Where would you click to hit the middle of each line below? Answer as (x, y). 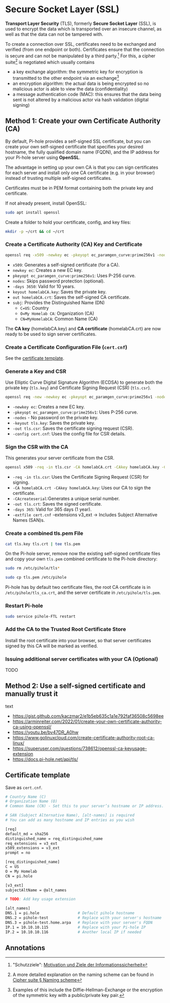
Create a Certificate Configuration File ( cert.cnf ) (66, 347)
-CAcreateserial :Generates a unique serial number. (66, 498)
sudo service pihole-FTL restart (40, 616)
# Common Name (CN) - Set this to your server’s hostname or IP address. (85, 806)
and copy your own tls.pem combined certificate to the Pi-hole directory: (81, 559)
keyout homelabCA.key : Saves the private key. (59, 292)
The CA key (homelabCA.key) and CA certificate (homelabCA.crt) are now (83, 328)
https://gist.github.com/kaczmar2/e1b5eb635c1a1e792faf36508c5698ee (88, 716)
